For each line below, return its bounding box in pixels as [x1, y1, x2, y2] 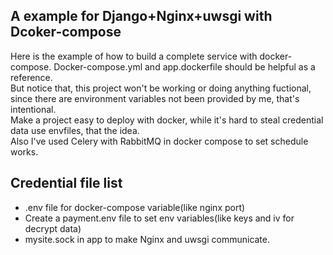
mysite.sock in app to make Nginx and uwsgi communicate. [24, 233, 271, 245]
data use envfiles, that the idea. [10, 124, 140, 136]
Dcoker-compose [10, 24, 122, 41]
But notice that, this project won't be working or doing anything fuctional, [10, 82, 312, 94]
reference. [10, 71, 53, 83]
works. [10, 145, 39, 158]
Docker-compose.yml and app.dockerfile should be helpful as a [53, 60, 316, 73]
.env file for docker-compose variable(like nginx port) [24, 201, 246, 213]
